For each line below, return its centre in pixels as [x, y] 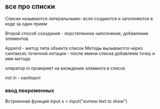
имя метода [18, 58]
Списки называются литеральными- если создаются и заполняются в [79, 18]
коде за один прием [26, 24]
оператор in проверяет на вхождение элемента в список [65, 68]
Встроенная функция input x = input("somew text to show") [66, 101]
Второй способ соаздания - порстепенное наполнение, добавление [77, 33]
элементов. [17, 38]
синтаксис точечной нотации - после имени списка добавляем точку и [80, 53]
